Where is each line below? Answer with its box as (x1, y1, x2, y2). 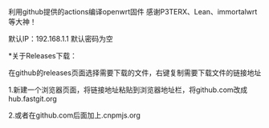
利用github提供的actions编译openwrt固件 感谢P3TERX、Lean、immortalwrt (8, 7, 258, 16)
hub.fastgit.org (8, 94, 58, 103)
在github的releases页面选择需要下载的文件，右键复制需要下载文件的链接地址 (8, 68, 262, 78)
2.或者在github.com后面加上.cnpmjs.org (8, 110, 141, 120)
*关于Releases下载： (8, 51, 78, 60)
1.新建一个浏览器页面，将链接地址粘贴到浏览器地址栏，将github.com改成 (8, 85, 248, 94)
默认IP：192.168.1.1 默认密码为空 (8, 34, 114, 43)
